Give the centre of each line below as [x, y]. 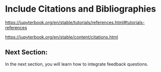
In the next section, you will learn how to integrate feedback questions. [77, 64]
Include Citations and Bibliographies [80, 9]
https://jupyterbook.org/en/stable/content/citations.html [62, 37]
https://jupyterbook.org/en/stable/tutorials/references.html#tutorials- [75, 22]
